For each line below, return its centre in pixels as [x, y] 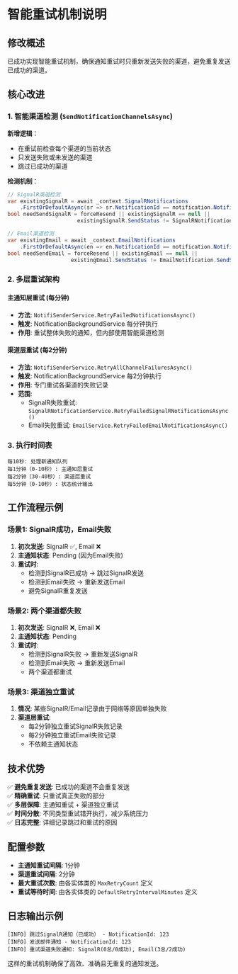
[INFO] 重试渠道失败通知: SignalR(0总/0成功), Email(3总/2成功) [97, 949]
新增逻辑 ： [23, 133]
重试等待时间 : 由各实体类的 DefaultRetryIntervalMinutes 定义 [107, 891]
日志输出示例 [35, 916]
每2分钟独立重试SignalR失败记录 [75, 726]
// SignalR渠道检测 [34, 194]
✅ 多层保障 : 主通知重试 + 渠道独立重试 [63, 805]
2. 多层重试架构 [34, 279]
